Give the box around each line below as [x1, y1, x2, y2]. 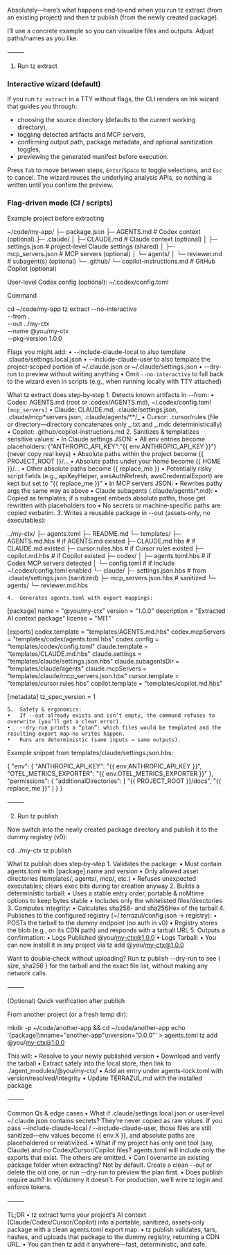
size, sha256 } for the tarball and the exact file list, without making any [7, 961, 208, 970]
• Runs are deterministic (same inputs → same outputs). [7, 736, 181, 743]
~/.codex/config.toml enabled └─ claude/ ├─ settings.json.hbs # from [7, 566, 206, 575]
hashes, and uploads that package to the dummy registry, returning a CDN [7, 1232, 220, 1241]
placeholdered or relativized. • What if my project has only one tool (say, [7, 1138, 214, 1147]
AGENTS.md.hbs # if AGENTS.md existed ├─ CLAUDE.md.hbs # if [7, 537, 196, 545]
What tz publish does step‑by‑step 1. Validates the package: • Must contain [7, 859, 222, 868]
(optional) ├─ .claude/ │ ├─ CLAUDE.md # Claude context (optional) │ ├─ [7, 235, 218, 243]
